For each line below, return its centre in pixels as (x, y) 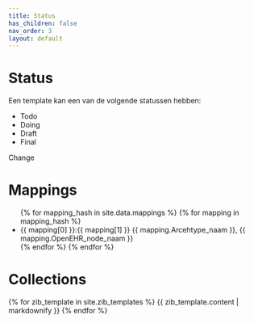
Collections (48, 280)
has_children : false (43, 23)
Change (21, 157)
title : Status (32, 16)
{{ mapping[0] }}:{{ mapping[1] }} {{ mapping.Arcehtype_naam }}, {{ (133, 230)
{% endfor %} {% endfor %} (67, 247)
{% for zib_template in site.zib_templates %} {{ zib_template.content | (124, 302)
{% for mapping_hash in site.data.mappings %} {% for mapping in (129, 213)
